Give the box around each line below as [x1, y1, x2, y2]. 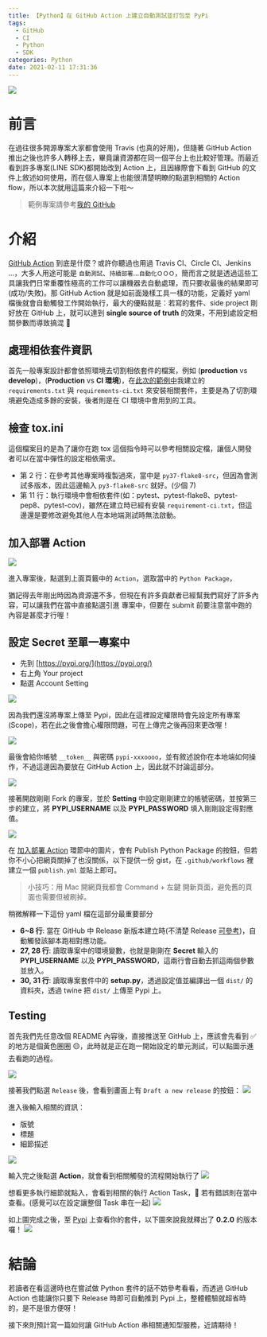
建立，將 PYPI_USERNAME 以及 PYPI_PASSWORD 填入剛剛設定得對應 [21, 803, 253, 813]
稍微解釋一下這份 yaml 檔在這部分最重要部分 [8, 908, 153, 919]
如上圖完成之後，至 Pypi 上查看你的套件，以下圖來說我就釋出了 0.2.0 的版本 [8, 1215, 257, 1224]
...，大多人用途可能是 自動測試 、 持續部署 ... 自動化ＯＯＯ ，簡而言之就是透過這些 [8, 268, 252, 278]
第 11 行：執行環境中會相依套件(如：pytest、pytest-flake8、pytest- [19, 491, 238, 500]
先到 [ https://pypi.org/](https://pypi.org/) [19, 658, 153, 668]
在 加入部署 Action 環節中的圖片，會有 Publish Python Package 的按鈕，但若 [8, 845, 258, 855]
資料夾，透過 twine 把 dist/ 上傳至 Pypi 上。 [19, 985, 166, 995]
